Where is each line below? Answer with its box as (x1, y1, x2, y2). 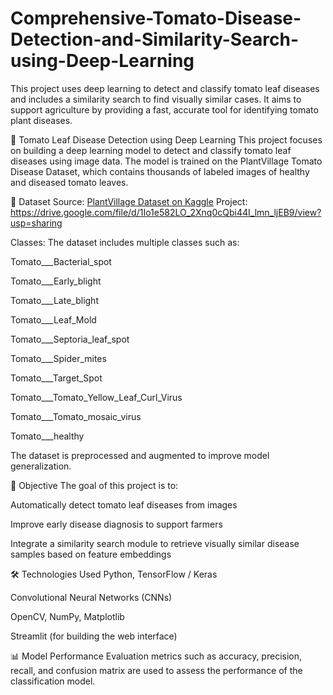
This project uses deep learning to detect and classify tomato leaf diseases (10, 82, 320, 94)
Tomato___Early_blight (10, 275, 102, 287)
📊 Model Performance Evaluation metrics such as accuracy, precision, (10, 650, 303, 662)
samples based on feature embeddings (10, 548, 172, 560)
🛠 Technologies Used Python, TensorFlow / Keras (10, 568, 218, 580)
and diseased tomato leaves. (10, 176, 129, 188)
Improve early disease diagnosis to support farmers (10, 518, 223, 530)
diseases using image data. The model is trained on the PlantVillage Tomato (10, 155, 323, 167)
